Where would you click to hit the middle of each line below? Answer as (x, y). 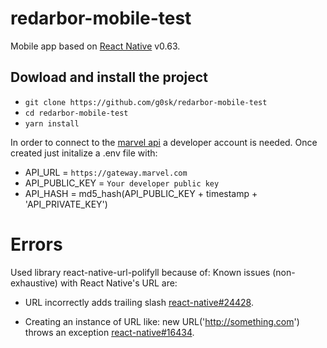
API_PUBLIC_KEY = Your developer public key (122, 183)
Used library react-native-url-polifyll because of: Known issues (140, 272)
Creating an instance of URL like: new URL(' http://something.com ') (162, 321)
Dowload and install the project (109, 77)
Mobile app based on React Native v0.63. (95, 46)
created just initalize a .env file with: (84, 153)
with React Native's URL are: (118, 283)
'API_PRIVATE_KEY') (66, 204)
